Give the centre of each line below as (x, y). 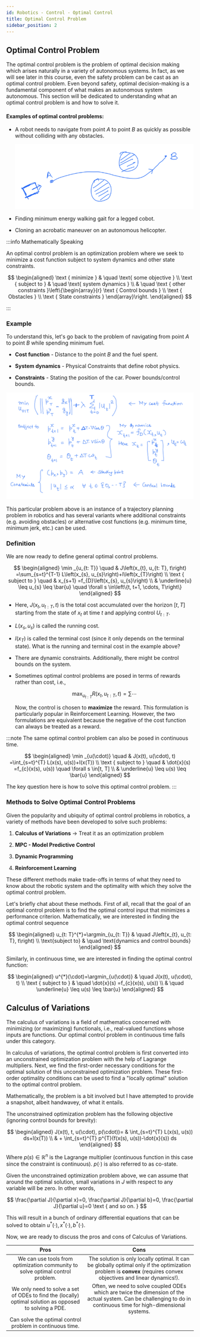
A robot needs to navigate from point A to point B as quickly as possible (103, 130)
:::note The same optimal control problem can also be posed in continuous (97, 738)
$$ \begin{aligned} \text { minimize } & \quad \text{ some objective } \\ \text (100, 278)
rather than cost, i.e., (40, 682)
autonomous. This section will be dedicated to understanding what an (92, 96)
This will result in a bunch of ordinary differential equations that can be (93, 1218)
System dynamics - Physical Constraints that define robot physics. (97, 366)
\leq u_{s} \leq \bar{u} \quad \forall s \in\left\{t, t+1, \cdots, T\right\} (100, 587)
